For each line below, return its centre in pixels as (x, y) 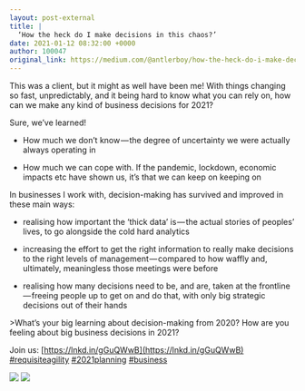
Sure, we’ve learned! (48, 122)
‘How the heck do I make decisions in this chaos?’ (118, 34)
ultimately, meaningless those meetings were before (120, 268)
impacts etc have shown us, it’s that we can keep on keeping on (142, 177)
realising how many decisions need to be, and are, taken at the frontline (156, 286)
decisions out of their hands (75, 305)
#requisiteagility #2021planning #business (89, 360)
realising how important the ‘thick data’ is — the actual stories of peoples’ (158, 222)
